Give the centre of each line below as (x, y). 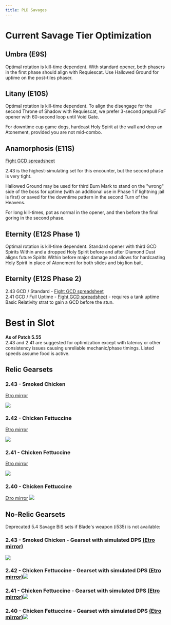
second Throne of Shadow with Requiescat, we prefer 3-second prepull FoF (86, 111)
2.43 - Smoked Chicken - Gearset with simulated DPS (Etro (80, 540)
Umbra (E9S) (26, 54)
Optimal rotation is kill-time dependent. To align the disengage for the (79, 106)
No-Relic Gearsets (35, 514)
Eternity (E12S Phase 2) (43, 279)
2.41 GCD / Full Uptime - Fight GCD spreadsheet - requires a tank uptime (82, 297)
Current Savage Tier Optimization (79, 35)
